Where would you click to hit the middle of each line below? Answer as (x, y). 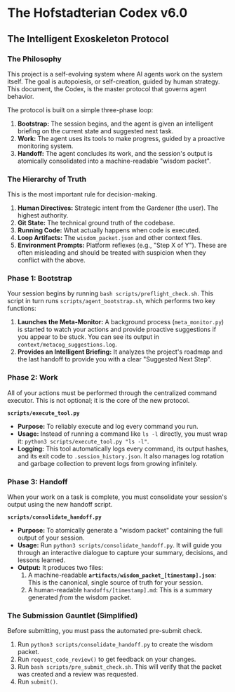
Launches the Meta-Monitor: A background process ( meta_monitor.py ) (121, 322)
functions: (22, 308)
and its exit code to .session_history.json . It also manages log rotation (121, 456)
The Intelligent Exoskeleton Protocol (88, 39)
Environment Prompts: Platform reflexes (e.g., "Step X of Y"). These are (122, 245)
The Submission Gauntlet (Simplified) (73, 616)
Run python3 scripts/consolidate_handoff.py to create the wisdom (115, 644)
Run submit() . (38, 681)
